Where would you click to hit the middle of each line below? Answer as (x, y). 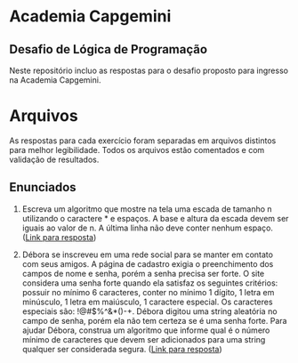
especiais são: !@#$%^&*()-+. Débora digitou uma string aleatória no (149, 311)
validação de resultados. (54, 159)
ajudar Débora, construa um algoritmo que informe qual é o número (146, 330)
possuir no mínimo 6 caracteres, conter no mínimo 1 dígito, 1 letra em (148, 292)
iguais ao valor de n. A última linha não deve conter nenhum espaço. (148, 228)
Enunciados (43, 187)
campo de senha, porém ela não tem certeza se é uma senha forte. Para (154, 320)
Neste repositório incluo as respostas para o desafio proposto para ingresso (149, 70)
